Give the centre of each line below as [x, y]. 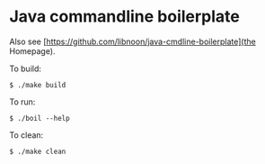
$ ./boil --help [40, 118]
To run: [22, 102]
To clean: [26, 135]
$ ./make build [38, 85]
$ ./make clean [38, 151]
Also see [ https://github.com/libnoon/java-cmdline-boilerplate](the [132, 41]
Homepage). [32, 50]
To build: [26, 68]
